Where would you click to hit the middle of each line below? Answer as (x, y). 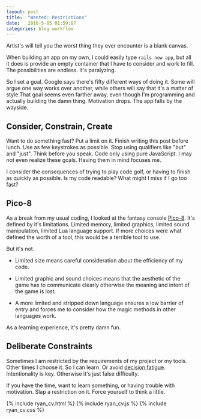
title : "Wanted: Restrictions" (46, 17)
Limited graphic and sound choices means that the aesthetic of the (97, 278)
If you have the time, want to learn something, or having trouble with (91, 385)
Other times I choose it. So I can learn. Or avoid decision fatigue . (86, 367)
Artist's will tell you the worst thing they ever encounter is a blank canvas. (97, 46)
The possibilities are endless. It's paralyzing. (61, 70)
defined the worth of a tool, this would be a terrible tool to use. (83, 237)
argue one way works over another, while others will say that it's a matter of (100, 88)
